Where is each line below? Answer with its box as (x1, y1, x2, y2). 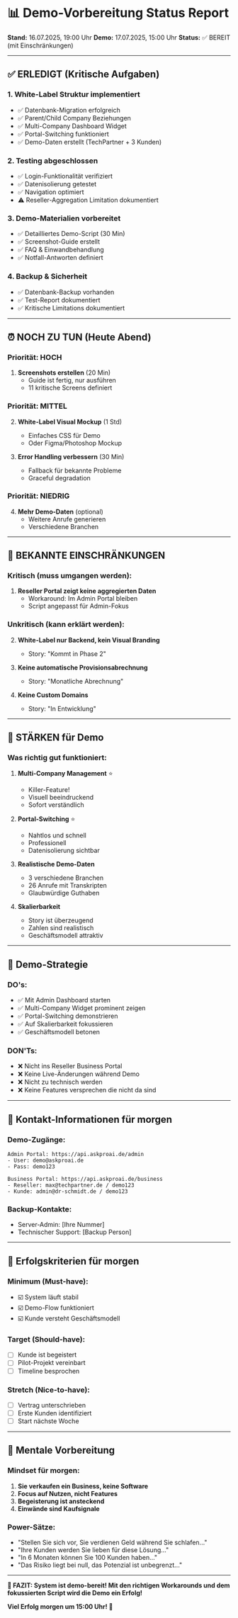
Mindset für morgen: (7, 1466, 80, 1476)
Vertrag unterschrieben (17, 1401, 86, 1409)
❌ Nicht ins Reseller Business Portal (17, 1062, 123, 1070)
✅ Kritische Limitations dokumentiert (17, 303, 125, 312)
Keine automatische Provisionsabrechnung (17, 663, 148, 672)
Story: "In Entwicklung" (28, 704, 97, 713)
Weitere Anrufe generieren (28, 514, 106, 524)
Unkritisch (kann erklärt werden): (7, 620, 125, 630)
